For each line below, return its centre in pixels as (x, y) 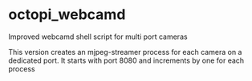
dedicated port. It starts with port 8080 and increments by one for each (126, 60)
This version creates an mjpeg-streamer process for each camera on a (125, 52)
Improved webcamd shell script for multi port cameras (98, 37)
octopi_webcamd (67, 15)
